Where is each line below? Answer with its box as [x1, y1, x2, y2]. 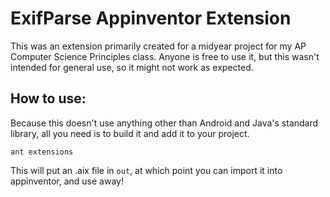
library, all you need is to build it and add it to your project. [10, 127, 250, 139]
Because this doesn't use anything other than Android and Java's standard [10, 117, 319, 129]
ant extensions [10, 147, 74, 157]
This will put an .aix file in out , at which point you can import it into [10, 164, 283, 176]
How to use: [10, 90, 87, 107]
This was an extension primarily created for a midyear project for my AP [10, 40, 307, 52]
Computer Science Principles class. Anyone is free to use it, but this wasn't [10, 50, 320, 62]
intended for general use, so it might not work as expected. [10, 61, 254, 73]
